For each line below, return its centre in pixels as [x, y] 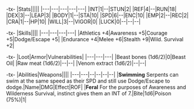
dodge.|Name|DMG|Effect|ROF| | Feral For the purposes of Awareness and [96, 87]
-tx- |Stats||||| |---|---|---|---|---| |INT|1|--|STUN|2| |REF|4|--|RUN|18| [91, 9]
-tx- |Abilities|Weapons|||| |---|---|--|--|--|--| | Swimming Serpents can [93, 75]
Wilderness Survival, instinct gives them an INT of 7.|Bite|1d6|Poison [89, 93]
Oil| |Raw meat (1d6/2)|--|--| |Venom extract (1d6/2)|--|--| [76, 63]
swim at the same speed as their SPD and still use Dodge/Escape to [88, 81]
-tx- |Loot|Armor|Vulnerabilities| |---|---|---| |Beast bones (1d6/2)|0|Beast [96, 57]
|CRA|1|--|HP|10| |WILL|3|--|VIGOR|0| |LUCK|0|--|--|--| [73, 22]
